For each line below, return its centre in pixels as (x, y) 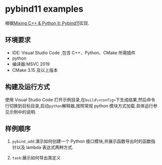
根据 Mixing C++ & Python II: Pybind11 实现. (47, 23)
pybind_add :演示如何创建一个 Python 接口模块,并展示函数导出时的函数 (81, 141)
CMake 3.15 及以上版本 (35, 70)
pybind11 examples (44, 9)
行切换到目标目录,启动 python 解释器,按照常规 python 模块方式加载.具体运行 (79, 105)
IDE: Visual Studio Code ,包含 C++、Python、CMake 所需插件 (74, 53)
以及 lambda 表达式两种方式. (45, 147)
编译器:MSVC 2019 (31, 64)
